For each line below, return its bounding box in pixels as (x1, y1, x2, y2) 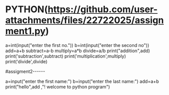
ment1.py (5, 26, 46, 37)
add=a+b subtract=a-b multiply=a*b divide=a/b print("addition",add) (5, 47, 150, 54)
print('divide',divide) (5, 58, 48, 64)
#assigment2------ (5, 68, 45, 75)
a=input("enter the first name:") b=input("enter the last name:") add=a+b (5, 78, 159, 84)
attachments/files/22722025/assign (5, 14, 164, 26)
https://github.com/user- (48, 4, 158, 15)
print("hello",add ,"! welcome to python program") (5, 83, 110, 90)
